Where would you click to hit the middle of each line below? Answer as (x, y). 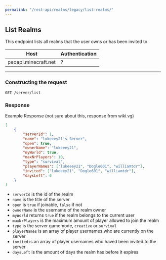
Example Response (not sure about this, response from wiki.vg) (70, 116)
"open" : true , (37, 143)
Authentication (79, 54)
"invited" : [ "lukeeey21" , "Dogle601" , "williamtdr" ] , (79, 171)
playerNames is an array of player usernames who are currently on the (83, 231)
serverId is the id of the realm (42, 194)
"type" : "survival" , (44, 162)
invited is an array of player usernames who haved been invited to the (84, 242)
